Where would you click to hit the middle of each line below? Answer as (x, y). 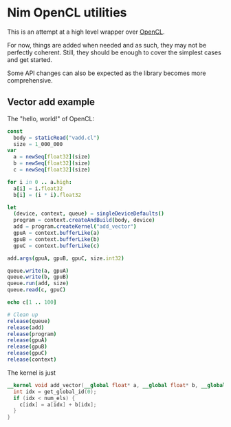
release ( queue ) (29, 321)
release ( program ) (32, 334)
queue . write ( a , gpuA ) (38, 271)
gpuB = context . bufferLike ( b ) (56, 239)
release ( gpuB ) (27, 347)
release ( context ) (32, 360)
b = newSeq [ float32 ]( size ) (52, 163)
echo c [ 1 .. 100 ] (32, 302)
